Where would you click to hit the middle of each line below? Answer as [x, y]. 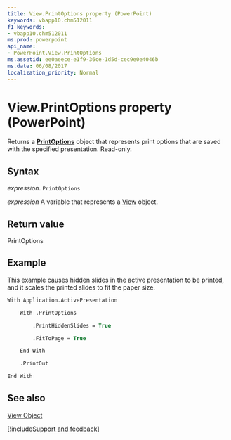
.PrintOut [34, 364]
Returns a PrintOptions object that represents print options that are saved [114, 142]
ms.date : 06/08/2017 [38, 66]
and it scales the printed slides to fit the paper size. [81, 287]
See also [26, 398]
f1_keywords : [26, 27]
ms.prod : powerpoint [38, 40]
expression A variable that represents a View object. [82, 202]
